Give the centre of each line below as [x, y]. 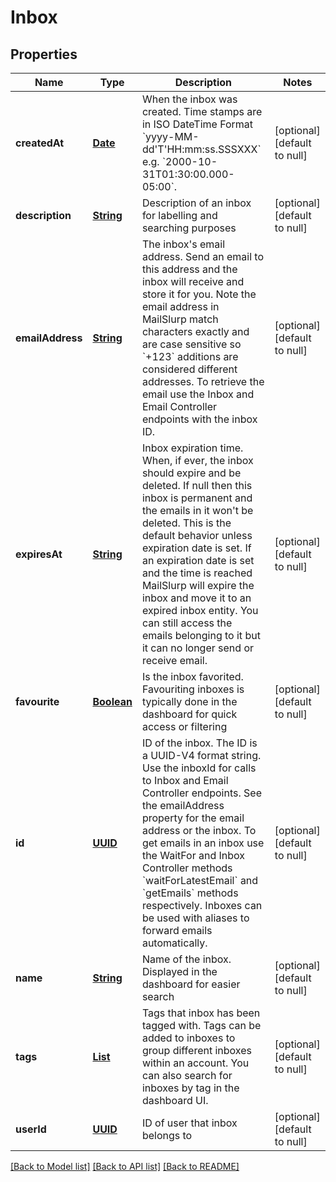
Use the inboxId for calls [199, 768]
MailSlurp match [180, 319]
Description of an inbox [196, 203]
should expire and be [191, 473]
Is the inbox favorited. [192, 676]
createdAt [40, 143]
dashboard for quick [189, 714]
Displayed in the [179, 971]
